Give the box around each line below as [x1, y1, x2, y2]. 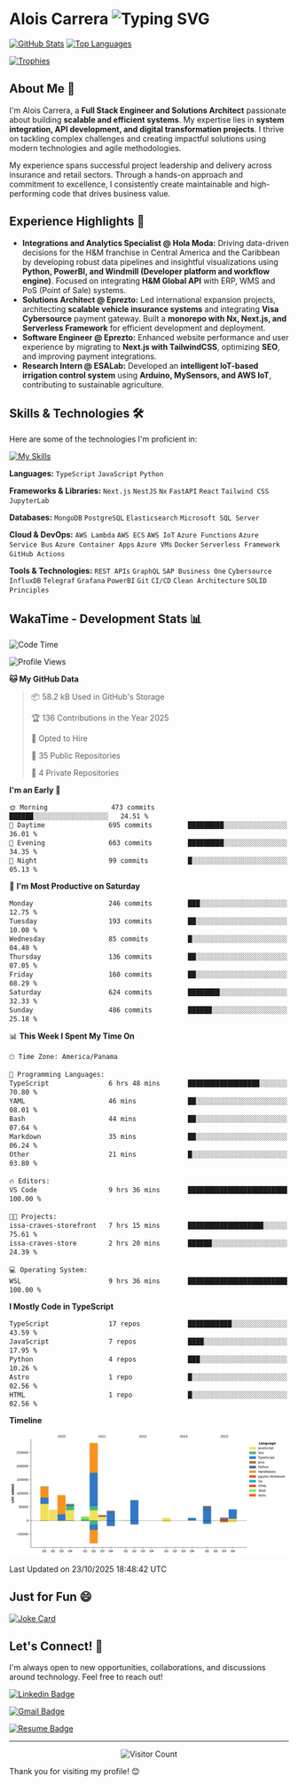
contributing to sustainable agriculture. [21, 379, 164, 390]
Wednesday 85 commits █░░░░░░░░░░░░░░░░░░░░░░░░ [9, 935, 288, 944]
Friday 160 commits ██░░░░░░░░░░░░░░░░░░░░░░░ [9, 970, 288, 979]
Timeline [9, 1415, 43, 1426]
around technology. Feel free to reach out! [9, 1671, 163, 1683]
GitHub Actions [9, 550, 66, 559]
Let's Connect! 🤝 [9, 1638, 104, 1654]
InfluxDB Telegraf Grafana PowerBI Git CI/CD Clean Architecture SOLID [9, 577, 268, 586]
